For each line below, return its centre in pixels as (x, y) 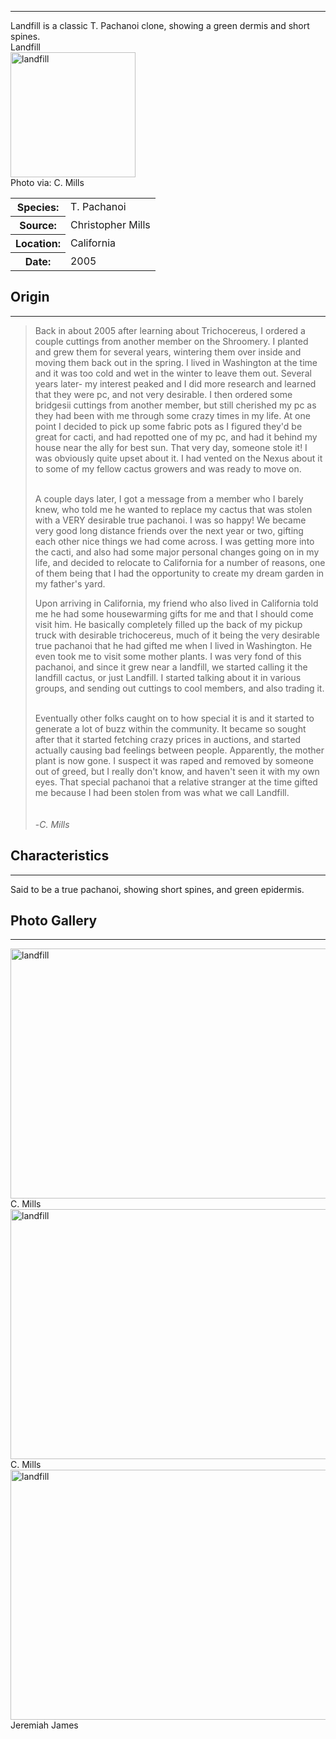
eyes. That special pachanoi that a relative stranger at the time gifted (176, 782)
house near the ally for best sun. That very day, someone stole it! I (171, 447)
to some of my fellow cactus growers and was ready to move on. (168, 468)
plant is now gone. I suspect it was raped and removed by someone (174, 760)
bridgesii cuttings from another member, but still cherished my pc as (175, 405)
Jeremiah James (44, 1725)
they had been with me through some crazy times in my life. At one (172, 415)
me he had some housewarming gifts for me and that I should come (174, 613)
